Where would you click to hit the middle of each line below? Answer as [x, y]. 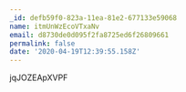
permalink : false [42, 43]
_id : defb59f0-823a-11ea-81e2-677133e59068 [93, 18]
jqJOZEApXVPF [39, 77]
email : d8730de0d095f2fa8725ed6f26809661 [89, 35]
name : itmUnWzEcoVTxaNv [55, 26]
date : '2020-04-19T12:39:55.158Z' [75, 52]
